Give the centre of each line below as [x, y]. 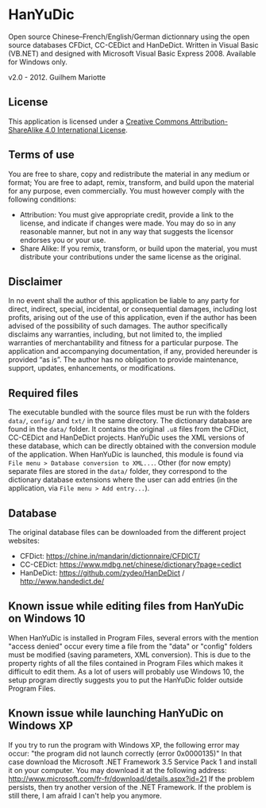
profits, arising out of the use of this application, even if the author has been [133, 317]
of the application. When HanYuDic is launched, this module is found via [126, 455]
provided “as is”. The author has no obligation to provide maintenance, [123, 360]
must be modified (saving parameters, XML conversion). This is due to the [130, 654]
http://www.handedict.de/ [62, 581]
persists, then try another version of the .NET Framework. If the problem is [130, 787]
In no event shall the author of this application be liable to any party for [124, 301]
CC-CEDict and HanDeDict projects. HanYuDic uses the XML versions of [127, 437]
